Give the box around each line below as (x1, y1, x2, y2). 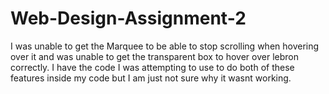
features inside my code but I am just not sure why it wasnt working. (10, 72, 292, 84)
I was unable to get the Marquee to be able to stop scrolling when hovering (10, 40, 320, 52)
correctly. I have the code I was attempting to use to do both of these (10, 61, 295, 73)
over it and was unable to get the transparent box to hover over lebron (10, 50, 299, 62)
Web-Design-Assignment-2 (10, 7, 247, 30)
